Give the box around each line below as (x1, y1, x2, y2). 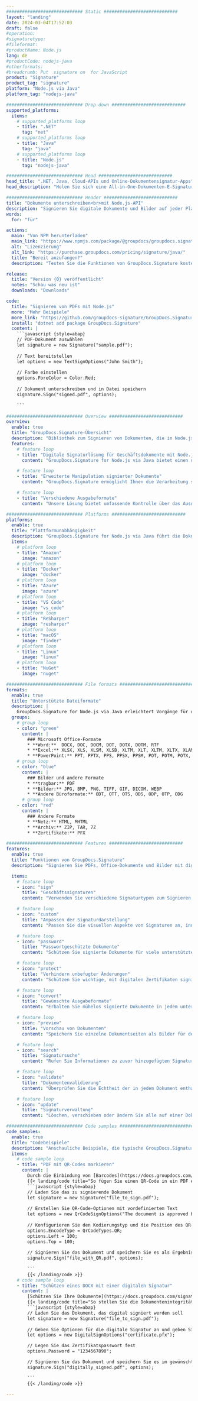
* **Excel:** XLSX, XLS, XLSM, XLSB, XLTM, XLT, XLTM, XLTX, (27, 748, 181, 753)
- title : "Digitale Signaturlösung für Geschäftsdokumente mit (16, 452, 176, 458)
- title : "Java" (16, 140, 57, 146)
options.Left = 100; (27, 1233, 78, 1239)
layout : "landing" (6, 14, 51, 20)
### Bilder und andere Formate (27, 775, 104, 781)
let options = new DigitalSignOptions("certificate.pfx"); (27, 1332, 176, 1338)
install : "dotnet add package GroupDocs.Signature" (11, 320, 141, 326)
